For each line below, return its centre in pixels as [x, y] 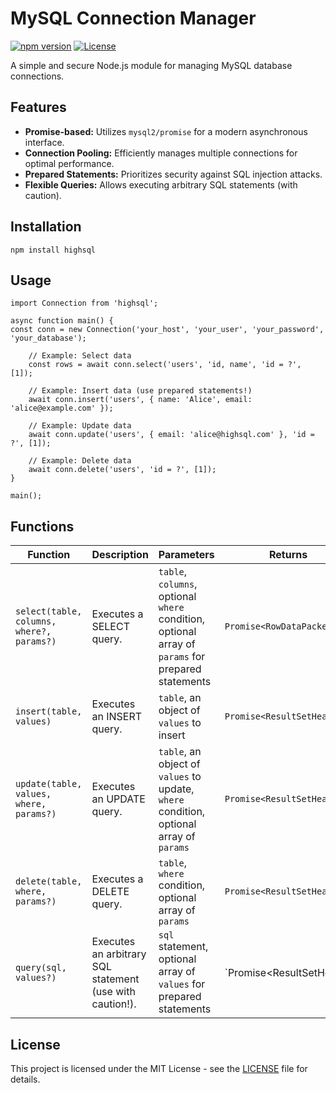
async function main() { [62, 321]
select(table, [49, 611]
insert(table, [49, 711]
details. [25, 1079]
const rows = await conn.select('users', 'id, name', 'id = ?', [165, 365]
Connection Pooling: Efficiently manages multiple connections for [161, 153]
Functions [42, 526]
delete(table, [49, 881]
